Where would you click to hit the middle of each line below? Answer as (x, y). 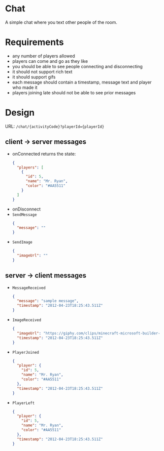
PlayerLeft (23, 403)
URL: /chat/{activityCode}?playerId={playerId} (55, 126)
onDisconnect (26, 209)
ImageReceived (27, 320)
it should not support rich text (42, 72)
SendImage (22, 243)
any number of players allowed (44, 56)
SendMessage (24, 215)
